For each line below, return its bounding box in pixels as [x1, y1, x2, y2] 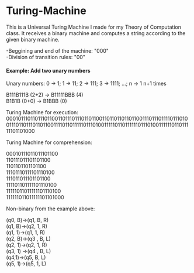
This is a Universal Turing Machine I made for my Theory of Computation [6, 23, 181, 30]
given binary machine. [6, 36, 60, 43]
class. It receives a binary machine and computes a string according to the [6, 29, 186, 36]
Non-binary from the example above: [6, 205, 95, 212]
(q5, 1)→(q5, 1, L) [6, 260, 47, 267]
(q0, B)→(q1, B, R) [6, 217, 49, 224]
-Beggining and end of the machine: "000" [6, 47, 109, 54]
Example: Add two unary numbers [6, 67, 91, 74]
